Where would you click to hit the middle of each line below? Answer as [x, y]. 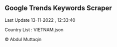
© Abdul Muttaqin [23, 39]
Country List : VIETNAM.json [34, 30]
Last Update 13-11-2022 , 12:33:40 [40, 20]
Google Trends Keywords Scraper [58, 8]
